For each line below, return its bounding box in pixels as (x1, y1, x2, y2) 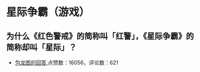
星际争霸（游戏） (6, 5, 90, 19)
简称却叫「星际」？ (6, 42, 77, 52)
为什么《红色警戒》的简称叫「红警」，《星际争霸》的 (6, 31, 194, 41)
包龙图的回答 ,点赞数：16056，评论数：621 (14, 59, 118, 66)
